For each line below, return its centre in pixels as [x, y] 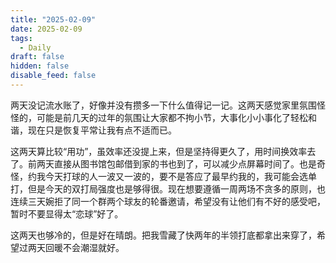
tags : [21, 38]
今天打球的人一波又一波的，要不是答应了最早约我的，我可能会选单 [180, 176]
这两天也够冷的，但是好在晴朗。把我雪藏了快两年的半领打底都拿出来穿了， [163, 235]
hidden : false [40, 66]
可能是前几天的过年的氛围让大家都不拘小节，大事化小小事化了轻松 [172, 117]
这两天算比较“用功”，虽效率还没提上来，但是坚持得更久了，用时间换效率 [159, 151]
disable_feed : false [53, 76]
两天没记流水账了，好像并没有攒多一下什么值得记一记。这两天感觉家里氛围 [163, 105]
